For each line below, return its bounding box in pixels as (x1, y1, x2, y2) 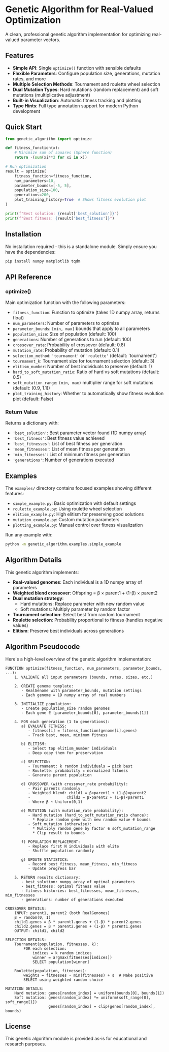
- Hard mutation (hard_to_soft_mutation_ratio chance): (27, 813, 149, 818)
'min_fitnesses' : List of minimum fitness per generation (12, 452, 130, 458)
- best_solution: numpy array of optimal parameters (21, 879, 136, 884)
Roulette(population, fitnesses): (14, 968, 87, 973)
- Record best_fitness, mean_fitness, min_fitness (27, 861, 138, 866)
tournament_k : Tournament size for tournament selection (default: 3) (12, 358, 155, 364)
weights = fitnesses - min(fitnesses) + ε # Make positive (23, 973, 153, 978)
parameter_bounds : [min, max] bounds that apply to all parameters (12, 325, 150, 332)
